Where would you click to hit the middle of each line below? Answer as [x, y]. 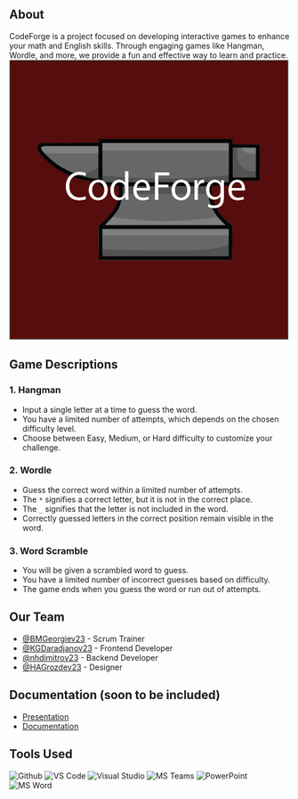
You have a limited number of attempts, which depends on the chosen [150, 419]
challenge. [41, 447]
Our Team [37, 618]
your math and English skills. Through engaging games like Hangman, [137, 45]
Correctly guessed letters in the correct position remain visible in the [148, 518]
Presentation [45, 716]
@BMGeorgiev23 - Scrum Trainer [83, 638]
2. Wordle [31, 470]
